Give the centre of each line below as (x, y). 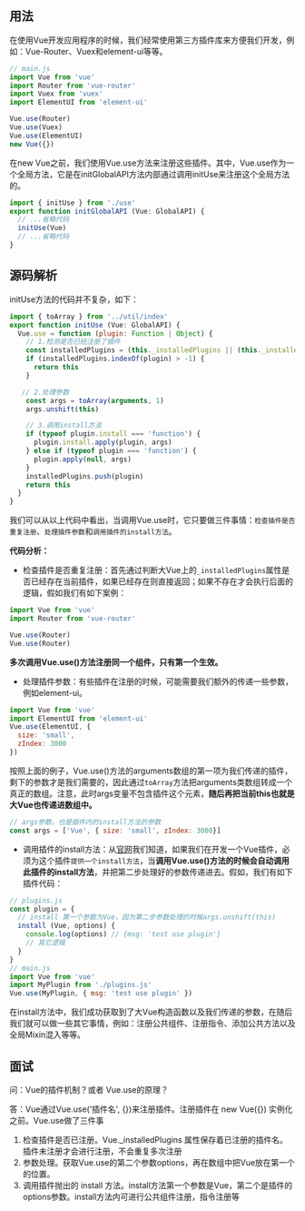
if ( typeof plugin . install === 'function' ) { (113, 434)
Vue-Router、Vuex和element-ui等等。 (96, 51)
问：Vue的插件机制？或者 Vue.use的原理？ (89, 1089)
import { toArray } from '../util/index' (89, 317)
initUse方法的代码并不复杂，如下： (74, 299)
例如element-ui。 (55, 692)
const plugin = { (42, 909)
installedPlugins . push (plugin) (85, 476)
